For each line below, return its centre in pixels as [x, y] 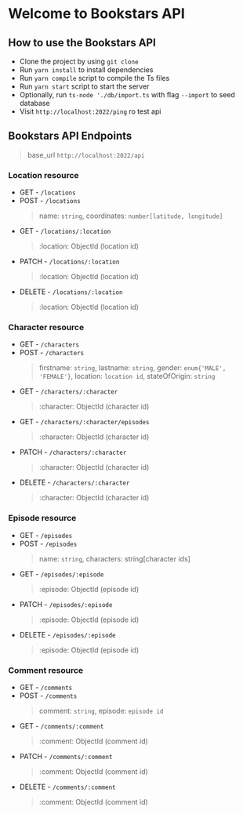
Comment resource [46, 670]
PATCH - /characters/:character [73, 452]
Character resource [46, 328]
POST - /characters [52, 353]
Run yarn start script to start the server [84, 86]
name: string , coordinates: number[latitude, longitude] [131, 216]
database [34, 103]
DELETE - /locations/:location [71, 292]
